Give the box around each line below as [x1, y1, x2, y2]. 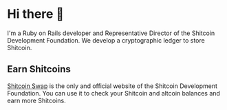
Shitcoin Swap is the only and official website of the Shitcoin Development [7, 82, 218, 90]
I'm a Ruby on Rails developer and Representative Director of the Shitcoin [7, 29, 215, 37]
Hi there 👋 [7, 6, 64, 22]
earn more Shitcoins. [7, 96, 67, 104]
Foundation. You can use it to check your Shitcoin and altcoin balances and [7, 89, 220, 97]
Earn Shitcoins [7, 63, 71, 75]
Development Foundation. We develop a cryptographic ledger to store [7, 36, 205, 44]
